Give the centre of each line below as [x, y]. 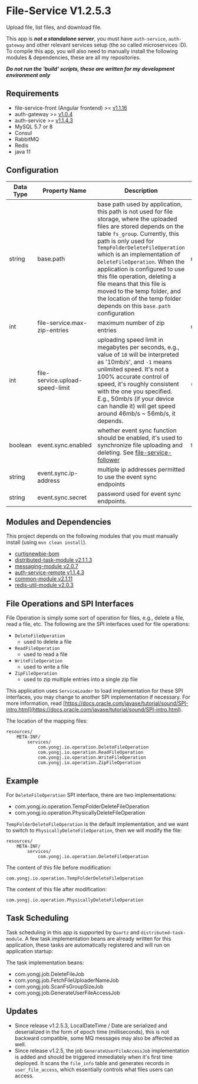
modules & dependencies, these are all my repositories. [74, 57]
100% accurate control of [133, 377]
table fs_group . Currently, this [138, 233]
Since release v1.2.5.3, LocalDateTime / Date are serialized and [91, 1025]
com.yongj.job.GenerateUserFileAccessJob [67, 993]
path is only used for [126, 241]
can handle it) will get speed [136, 406]
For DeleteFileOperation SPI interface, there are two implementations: [91, 795]
